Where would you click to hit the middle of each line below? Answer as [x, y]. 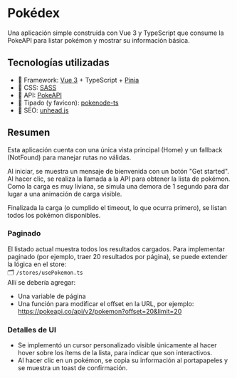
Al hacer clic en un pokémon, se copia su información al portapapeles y [123, 360]
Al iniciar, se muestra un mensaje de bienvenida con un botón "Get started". [118, 171]
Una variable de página [52, 296]
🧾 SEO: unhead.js [43, 110]
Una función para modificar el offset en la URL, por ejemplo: [106, 303]
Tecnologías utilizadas [58, 63]
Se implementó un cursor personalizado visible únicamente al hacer [117, 345]
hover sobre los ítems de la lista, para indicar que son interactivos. [115, 353]
